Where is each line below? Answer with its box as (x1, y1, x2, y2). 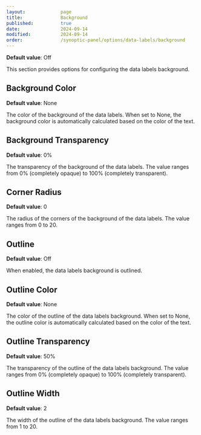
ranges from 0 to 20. (6, 221, 58, 228)
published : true (6, 20, 71, 26)
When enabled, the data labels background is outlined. (6, 267, 142, 274)
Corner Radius (6, 187, 62, 197)
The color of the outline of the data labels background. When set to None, (6, 312, 191, 320)
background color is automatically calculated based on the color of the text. (6, 117, 195, 125)
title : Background (6, 15, 88, 21)
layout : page (6, 9, 71, 15)
